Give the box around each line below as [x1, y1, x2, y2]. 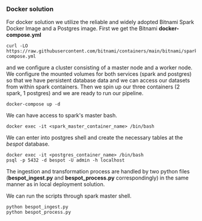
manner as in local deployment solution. [6, 181, 105, 188]
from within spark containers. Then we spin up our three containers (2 [6, 83, 180, 90]
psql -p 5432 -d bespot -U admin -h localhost [6, 157, 125, 164]
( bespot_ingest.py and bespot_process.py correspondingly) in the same [6, 174, 189, 182]
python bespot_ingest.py [6, 204, 69, 210]
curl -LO [6, 43, 28, 49]
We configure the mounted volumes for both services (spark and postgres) [6, 70, 192, 78]
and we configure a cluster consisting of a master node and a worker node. [6, 64, 193, 71]
